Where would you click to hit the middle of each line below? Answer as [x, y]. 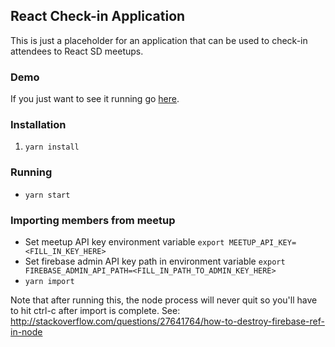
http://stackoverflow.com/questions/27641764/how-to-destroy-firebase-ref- [167, 321]
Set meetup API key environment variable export [124, 242]
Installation [38, 125]
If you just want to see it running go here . [95, 99]
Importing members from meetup [93, 220]
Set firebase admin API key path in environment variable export [155, 261]
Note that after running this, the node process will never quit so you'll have [164, 300]
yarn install [52, 147]
